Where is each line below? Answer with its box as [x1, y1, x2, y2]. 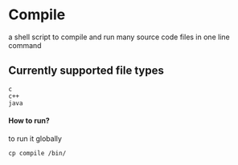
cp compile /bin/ [8, 149, 67, 157]
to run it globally [8, 134, 63, 143]
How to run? [8, 116, 50, 126]
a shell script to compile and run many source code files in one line [8, 32, 231, 42]
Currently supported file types [8, 64, 165, 78]
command [8, 40, 42, 50]
